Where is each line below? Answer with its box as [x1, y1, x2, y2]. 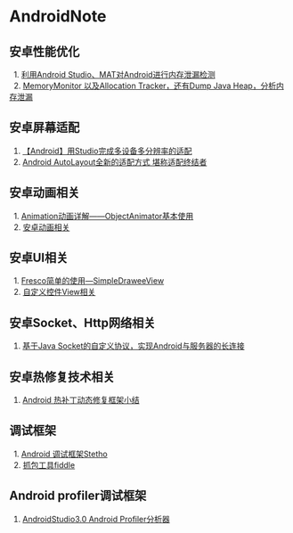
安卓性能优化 [9, 44, 80, 59]
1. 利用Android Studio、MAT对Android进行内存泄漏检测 [12, 70, 216, 79]
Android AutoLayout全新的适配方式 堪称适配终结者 [21, 156, 208, 167]
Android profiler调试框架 [9, 488, 147, 504]
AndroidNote [9, 6, 107, 27]
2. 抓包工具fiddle [12, 459, 76, 470]
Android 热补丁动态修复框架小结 [21, 395, 140, 406]
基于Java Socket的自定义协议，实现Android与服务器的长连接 [21, 340, 245, 351]
